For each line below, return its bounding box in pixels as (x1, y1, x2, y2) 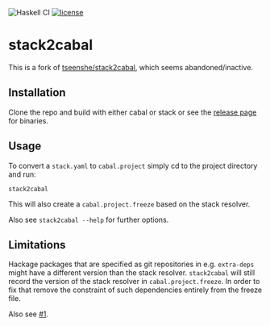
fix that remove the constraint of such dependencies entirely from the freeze (8, 285, 263, 295)
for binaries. (8, 115, 48, 125)
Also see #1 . (8, 309, 49, 319)
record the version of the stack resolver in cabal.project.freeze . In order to (8, 277, 260, 286)
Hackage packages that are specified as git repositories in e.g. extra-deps (8, 259, 255, 270)
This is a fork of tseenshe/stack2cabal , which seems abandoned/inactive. (8, 62, 254, 72)
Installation (8, 86, 66, 100)
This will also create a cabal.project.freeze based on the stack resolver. (8, 199, 251, 209)
